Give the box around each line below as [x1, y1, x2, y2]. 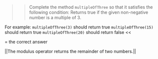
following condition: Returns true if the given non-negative [29, 9, 149, 15]
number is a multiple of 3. [29, 15, 81, 20]
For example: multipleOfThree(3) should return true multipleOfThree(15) [4, 24, 154, 30]
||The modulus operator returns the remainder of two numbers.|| [4, 49, 136, 54]
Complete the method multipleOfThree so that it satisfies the [29, 4, 153, 10]
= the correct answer [4, 39, 48, 45]
